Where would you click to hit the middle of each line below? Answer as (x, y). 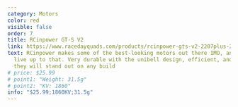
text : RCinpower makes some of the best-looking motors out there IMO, (115, 53)
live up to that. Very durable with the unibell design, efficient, (117, 60)
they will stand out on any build (64, 66)
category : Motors (33, 14)
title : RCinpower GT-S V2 (45, 40)
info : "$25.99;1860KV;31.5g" (50, 92)
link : (15, 46)
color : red (23, 20)
